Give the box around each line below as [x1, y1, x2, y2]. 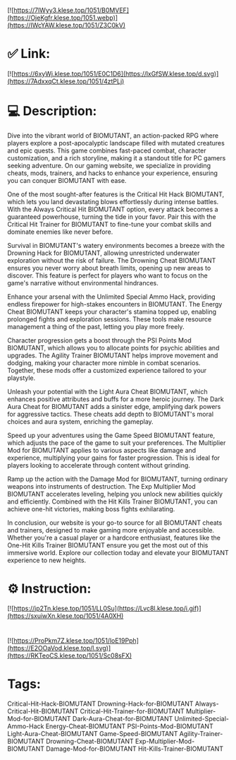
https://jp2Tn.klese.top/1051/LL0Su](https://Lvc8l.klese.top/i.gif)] [13, 604, 202, 612]
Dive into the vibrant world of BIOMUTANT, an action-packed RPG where [7, 131, 219, 140]
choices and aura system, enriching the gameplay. [7, 417, 154, 426]
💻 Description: [7, 103, 97, 119]
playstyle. [7, 374, 36, 382]
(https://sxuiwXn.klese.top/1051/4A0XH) [7, 611, 124, 620]
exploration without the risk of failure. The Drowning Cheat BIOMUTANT [7, 256, 216, 264]
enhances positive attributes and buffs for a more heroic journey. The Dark [7, 395, 224, 403]
